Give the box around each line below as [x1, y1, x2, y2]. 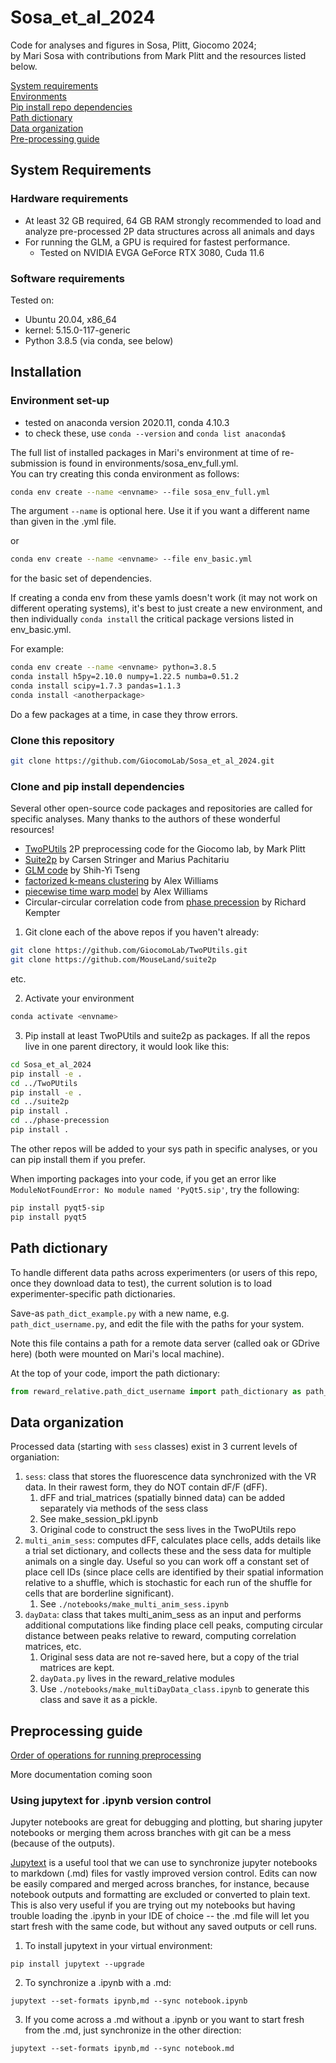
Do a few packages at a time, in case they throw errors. [10, 708, 238, 720]
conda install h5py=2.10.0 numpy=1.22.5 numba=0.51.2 [10, 672, 240, 682]
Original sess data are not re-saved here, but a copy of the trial [39, 1651, 300, 1663]
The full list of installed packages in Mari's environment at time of [10, 446, 280, 458]
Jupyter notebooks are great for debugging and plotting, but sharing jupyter [10, 1816, 323, 1828]
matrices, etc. [24, 1641, 82, 1653]
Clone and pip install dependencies [10, 779, 185, 793]
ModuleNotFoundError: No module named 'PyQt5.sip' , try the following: [10, 1183, 300, 1195]
